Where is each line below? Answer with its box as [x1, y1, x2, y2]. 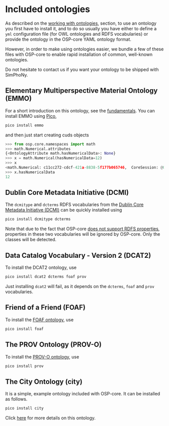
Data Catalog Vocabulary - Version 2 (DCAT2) [5, 251, 151, 260]
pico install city [5, 406, 44, 411]
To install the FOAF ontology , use [5, 316, 74, 323]
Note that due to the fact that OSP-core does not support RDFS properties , [5, 226, 160, 232]
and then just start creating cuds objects [5, 132, 89, 138]
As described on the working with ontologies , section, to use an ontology [5, 20, 157, 26]
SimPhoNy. [5, 72, 29, 78]
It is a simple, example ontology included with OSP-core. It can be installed [5, 391, 160, 397]
